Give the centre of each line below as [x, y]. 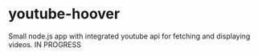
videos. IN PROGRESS [45, 44]
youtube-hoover [64, 14]
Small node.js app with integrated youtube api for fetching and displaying [129, 36]
